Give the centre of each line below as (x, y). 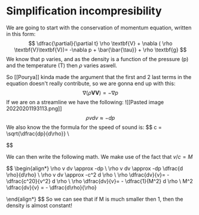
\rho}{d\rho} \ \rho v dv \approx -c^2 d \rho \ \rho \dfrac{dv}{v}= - (88, 174)
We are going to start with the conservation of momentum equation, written (99, 28)
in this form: (21, 34)
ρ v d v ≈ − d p (100, 117)
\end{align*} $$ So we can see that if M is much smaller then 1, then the (95, 199)
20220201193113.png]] (34, 108)
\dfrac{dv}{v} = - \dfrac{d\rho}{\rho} (51, 187)
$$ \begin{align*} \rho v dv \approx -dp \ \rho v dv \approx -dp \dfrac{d (95, 168)
